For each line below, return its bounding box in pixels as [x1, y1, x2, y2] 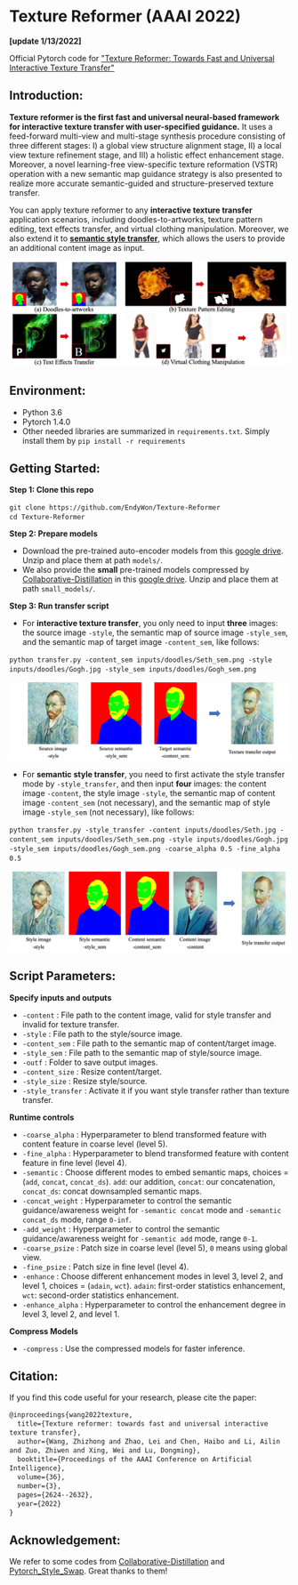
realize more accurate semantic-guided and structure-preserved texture [9, 178, 274, 189]
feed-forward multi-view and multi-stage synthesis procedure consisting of [9, 131, 286, 141]
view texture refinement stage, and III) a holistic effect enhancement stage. [9, 149, 285, 160]
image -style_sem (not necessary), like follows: [21, 807, 195, 817]
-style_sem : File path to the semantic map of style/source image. [21, 1047, 262, 1058]
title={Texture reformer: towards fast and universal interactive [17, 1420, 269, 1428]
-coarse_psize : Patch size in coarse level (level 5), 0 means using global [21, 1243, 287, 1253]
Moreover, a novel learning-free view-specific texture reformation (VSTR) [9, 158, 278, 170]
